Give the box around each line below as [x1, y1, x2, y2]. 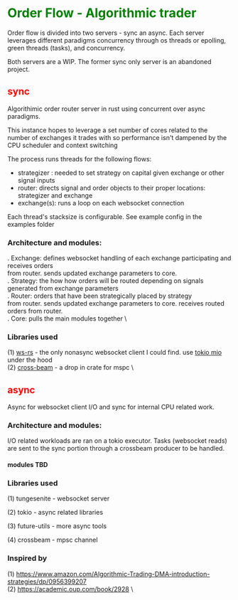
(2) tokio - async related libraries [7, 508, 104, 517]
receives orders [7, 262, 53, 270]
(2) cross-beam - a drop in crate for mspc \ [7, 363, 134, 372]
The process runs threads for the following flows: [7, 154, 152, 163]
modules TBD [7, 461, 48, 469]
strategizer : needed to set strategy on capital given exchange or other [17, 168, 225, 177]
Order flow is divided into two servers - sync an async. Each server [7, 28, 205, 37]
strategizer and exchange [17, 191, 93, 200]
